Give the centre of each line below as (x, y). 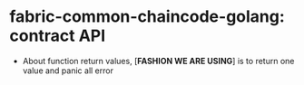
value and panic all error (68, 71)
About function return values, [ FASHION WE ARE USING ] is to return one (158, 61)
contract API (58, 36)
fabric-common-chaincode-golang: (147, 17)
